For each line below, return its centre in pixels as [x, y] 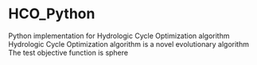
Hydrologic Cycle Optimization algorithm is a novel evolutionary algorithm [128, 44]
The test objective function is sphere [68, 52]
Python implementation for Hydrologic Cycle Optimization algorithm [119, 36]
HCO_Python [52, 14]
